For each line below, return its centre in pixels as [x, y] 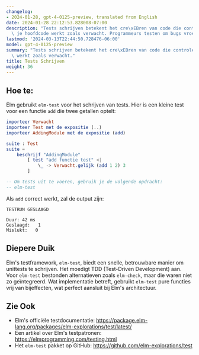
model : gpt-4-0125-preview [39, 45]
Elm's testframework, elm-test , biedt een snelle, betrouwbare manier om [95, 262]
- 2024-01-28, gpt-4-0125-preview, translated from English [82, 17]
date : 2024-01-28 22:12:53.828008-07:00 [57, 22]
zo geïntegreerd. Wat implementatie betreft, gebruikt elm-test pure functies [99, 281]
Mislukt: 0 [22, 230]
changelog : [20, 12]
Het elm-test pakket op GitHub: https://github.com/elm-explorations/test [103, 346]
